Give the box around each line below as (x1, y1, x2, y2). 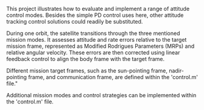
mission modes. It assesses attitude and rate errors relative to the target (6, 36, 187, 43)
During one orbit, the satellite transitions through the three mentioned (6, 30, 180, 37)
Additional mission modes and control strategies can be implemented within (6, 92, 197, 99)
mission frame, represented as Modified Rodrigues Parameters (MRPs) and (6, 42, 195, 50)
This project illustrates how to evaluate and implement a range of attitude (6, 5, 190, 12)
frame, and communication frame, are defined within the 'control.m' (28, 74, 198, 80)
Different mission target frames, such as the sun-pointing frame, (6, 67, 167, 74)
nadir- (168, 67, 185, 74)
